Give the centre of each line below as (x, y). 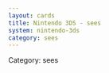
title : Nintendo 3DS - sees (55, 23)
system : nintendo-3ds (44, 30)
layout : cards (32, 15)
